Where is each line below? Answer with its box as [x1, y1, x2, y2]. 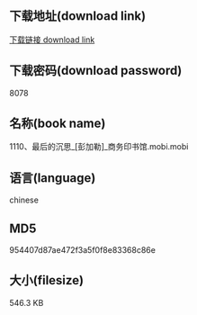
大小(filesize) [9, 273, 84, 288]
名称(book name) [9, 116, 106, 131]
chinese [9, 194, 39, 205]
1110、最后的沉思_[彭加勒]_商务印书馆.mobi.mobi [9, 141, 189, 152]
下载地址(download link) [9, 8, 147, 24]
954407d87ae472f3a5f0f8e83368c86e [9, 245, 156, 256]
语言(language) [9, 170, 96, 185]
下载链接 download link [9, 34, 95, 45]
